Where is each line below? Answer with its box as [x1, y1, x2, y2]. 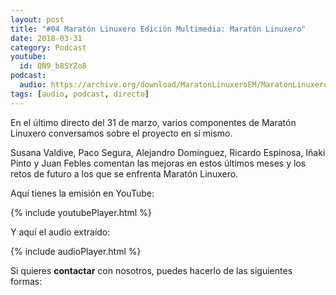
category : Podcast [10, 42, 87, 53]
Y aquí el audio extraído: [10, 226, 111, 238]
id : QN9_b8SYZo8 [19, 61, 87, 71]
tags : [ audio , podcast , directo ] [10, 89, 150, 99]
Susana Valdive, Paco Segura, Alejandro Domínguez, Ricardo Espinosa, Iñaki [10, 146, 326, 158]
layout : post [10, 14, 65, 25]
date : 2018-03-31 [10, 33, 83, 43]
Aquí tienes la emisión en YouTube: [10, 187, 155, 199]
